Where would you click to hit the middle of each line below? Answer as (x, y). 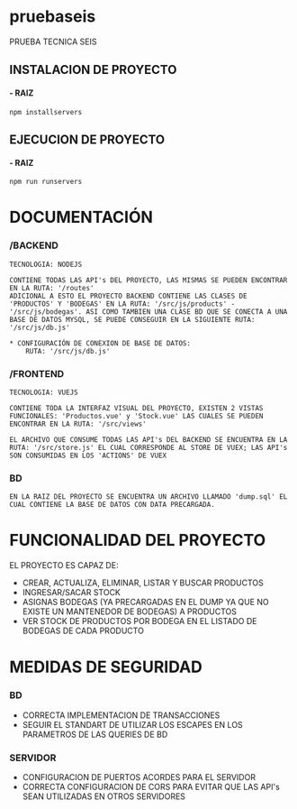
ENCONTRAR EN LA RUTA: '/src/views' (78, 424)
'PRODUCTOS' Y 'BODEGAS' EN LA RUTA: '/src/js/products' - (122, 304)
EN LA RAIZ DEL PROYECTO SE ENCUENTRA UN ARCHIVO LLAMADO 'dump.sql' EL (148, 497)
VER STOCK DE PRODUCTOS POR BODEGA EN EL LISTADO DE (139, 621)
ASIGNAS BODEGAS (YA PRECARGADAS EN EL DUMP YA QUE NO (146, 602)
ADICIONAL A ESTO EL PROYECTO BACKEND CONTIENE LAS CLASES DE (128, 296)
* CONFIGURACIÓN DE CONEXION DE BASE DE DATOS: (100, 343)
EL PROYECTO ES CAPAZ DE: (64, 565)
